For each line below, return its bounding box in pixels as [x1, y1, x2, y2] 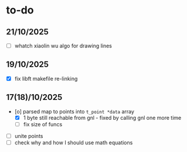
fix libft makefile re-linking [14, 75, 78, 82]
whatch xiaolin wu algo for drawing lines [14, 42, 113, 49]
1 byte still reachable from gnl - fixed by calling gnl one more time [23, 114, 182, 121]
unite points [14, 132, 43, 139]
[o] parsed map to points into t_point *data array [14, 108, 135, 115]
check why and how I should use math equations [14, 139, 133, 146]
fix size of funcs [23, 120, 63, 127]
